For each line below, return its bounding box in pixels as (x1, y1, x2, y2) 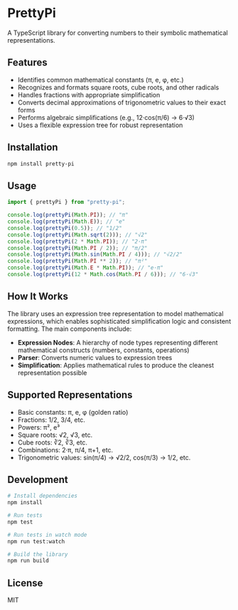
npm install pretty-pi (7, 160, 75, 168)
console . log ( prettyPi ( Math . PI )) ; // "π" (7, 212, 129, 219)
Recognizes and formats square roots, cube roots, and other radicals (17, 83, 220, 92)
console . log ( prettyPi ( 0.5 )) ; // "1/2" (7, 224, 122, 232)
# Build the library (7, 550, 69, 558)
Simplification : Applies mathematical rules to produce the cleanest (17, 361, 215, 369)
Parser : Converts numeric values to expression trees (17, 353, 173, 361)
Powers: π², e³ (17, 423, 60, 431)
